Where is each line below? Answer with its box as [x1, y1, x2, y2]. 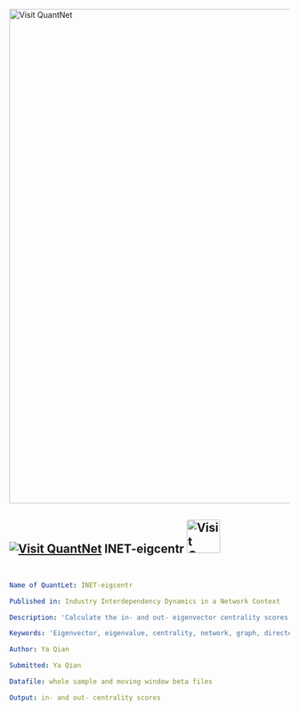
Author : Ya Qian [9, 645, 69, 654]
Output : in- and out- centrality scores [9, 693, 162, 702]
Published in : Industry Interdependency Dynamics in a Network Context [9, 597, 280, 606]
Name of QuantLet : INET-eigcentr [9, 580, 133, 590]
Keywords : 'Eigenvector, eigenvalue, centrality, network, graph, [9, 629, 261, 638]
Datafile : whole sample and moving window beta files [9, 677, 214, 686]
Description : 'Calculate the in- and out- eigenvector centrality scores [9, 613, 289, 622]
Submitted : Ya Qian [9, 661, 82, 670]
